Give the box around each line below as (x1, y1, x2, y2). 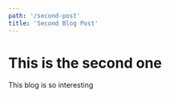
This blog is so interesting (8, 80, 94, 90)
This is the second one (8, 54, 162, 72)
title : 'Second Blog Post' (8, 19, 99, 27)
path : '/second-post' (8, 11, 81, 20)
